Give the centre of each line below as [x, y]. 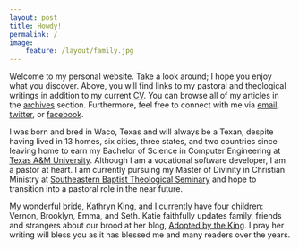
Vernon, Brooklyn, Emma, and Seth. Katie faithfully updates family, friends [145, 216]
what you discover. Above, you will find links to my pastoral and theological [148, 86]
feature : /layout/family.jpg [80, 51]
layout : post [34, 17]
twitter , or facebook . [47, 115]
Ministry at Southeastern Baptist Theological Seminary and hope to [133, 179]
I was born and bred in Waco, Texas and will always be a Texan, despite [141, 132]
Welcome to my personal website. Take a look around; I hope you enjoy [141, 76]
